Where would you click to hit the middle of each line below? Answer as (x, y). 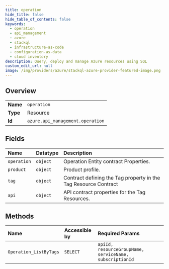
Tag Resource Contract (91, 184)
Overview (21, 91)
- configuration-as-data (36, 52)
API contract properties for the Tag (105, 192)
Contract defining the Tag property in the (112, 177)
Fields (15, 139)
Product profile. (82, 169)
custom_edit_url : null (29, 66)
